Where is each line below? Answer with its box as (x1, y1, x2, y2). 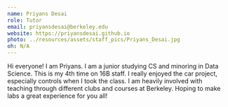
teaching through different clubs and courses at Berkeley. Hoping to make (7, 85, 221, 92)
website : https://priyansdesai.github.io (7, 29, 130, 37)
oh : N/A (7, 43, 30, 50)
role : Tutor (7, 17, 42, 24)
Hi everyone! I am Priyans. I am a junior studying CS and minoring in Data (7, 62, 219, 70)
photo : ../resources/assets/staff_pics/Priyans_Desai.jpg (7, 36, 180, 43)
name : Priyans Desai (7, 10, 68, 17)
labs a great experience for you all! (7, 92, 108, 100)
